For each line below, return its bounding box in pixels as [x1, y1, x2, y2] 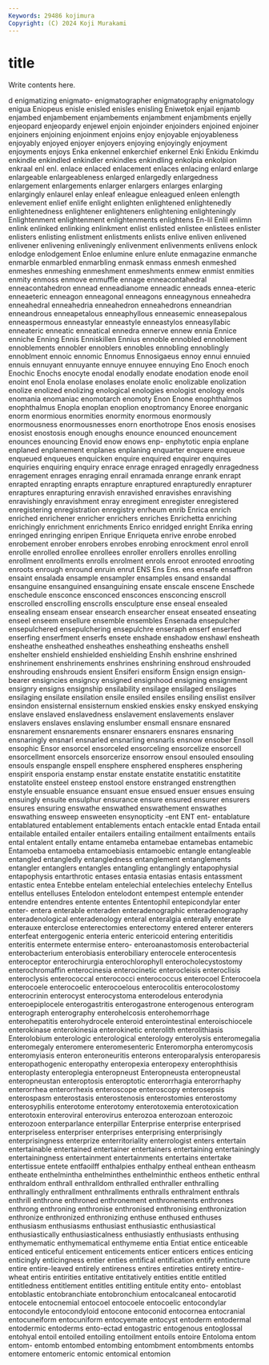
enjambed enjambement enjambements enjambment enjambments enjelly [8, 113, 252, 123]
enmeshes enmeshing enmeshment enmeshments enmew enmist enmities [8, 266, 255, 276]
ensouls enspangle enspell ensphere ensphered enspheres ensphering [8, 761, 243, 770]
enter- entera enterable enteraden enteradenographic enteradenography [8, 906, 248, 916]
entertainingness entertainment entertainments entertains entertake [8, 1153, 232, 1163]
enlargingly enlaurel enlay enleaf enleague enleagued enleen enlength [8, 189, 240, 199]
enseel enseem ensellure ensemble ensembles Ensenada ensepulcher [8, 615, 240, 626]
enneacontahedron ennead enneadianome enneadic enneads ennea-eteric [8, 283, 256, 293]
